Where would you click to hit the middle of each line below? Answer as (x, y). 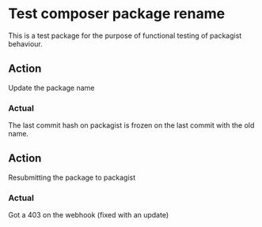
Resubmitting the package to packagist (72, 177)
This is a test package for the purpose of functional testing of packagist (125, 35)
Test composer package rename (117, 14)
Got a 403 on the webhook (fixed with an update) (89, 215)
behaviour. (26, 43)
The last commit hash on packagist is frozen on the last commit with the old (131, 125)
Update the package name (51, 87)
